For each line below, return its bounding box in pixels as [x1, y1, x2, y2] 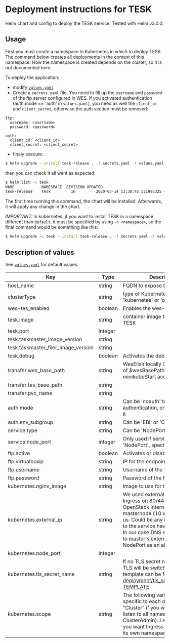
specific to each [122, 597, 161, 605]
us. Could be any [122, 516, 163, 523]
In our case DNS [122, 529, 162, 536]
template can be [122, 571, 161, 578]
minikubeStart [122, 373, 156, 380]
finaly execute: [12, 151, 44, 157]
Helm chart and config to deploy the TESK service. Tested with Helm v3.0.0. [5, 20, 164, 26]
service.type [8, 427, 38, 434]
